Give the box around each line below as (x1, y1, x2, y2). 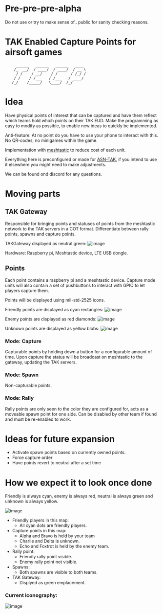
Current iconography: (5, 592, 58, 599)
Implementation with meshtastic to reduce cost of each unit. (5, 147, 126, 153)
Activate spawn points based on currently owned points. (12, 450, 126, 455)
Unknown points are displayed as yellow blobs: (5, 325, 100, 331)
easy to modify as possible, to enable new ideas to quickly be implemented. (5, 123, 158, 129)
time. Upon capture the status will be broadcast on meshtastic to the (5, 354, 143, 360)
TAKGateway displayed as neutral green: (5, 240, 87, 246)
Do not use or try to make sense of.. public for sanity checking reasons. (5, 19, 149, 25)
